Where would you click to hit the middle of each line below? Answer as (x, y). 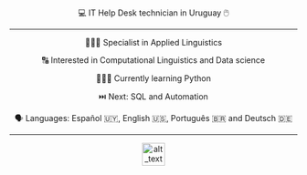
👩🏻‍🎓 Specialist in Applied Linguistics (153, 42)
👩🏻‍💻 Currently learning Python (153, 78)
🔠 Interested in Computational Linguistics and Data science (153, 60)
